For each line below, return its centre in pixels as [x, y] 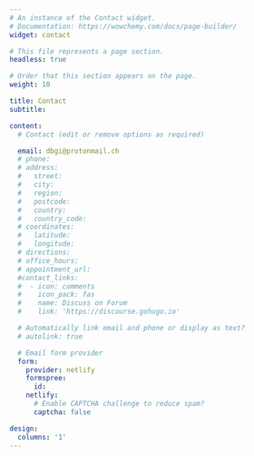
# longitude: [46, 244]
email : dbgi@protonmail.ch [68, 151]
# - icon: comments [56, 286]
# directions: [44, 252]
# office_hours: [48, 260]
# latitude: [44, 236]
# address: [38, 168]
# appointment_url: [54, 269]
